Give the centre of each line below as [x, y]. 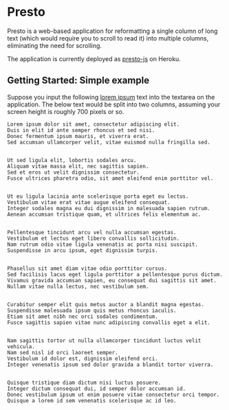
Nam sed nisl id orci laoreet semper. [63, 352]
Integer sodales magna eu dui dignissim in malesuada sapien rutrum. [109, 208]
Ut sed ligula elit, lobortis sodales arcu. [72, 160]
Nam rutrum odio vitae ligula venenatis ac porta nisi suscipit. [102, 244]
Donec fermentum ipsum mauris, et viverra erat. [78, 136]
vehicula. [21, 346]
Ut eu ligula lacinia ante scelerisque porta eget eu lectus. [98, 196]
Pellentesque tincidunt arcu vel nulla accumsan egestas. [92, 232]
